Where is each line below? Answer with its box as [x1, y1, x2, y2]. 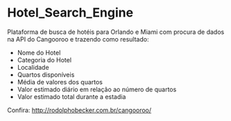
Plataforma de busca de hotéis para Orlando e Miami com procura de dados [7, 28, 225, 36]
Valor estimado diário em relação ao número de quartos [17, 85, 177, 93]
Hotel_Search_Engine [7, 5, 134, 21]
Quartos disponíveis [17, 71, 75, 79]
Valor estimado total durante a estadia [17, 92, 126, 101]
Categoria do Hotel [17, 55, 71, 64]
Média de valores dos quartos [17, 77, 103, 86]
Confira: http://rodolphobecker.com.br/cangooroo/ [7, 106, 152, 114]
